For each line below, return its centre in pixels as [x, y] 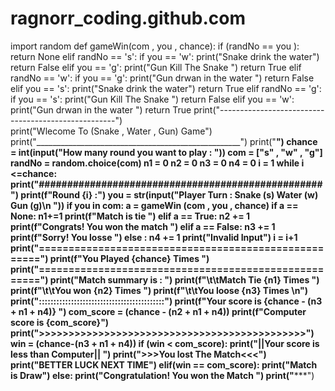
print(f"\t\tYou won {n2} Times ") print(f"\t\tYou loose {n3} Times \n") [159, 290]
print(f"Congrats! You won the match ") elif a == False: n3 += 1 [143, 226]
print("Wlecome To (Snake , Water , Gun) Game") [111, 131]
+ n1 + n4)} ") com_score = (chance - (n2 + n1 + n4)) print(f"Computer [158, 311]
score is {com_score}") [60, 322]
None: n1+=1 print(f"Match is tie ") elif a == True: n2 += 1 [130, 216]
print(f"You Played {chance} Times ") [129, 258]
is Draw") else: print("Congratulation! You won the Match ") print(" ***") [162, 375]
